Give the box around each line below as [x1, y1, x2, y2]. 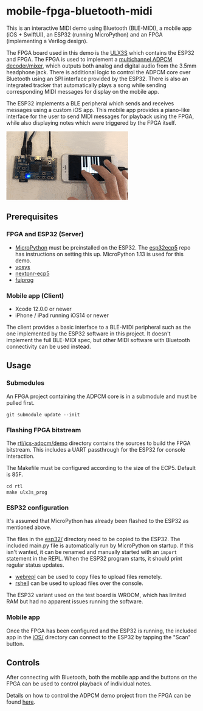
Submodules [6, 379, 45, 387]
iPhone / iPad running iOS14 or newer [15, 312, 109, 319]
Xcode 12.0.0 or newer [15, 305, 72, 312]
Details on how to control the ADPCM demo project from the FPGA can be [6, 692, 191, 699]
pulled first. [6, 399, 35, 406]
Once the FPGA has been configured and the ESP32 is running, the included [6, 627, 198, 634]
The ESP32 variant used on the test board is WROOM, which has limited [6, 592, 187, 599]
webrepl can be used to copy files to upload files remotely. [15, 573, 162, 581]
